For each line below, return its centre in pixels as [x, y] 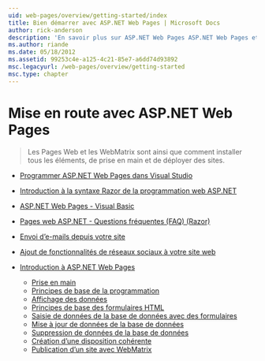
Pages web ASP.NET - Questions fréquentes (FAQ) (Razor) [115, 221]
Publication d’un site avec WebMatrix [91, 349]
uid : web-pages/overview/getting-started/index [88, 15]
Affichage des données [69, 299]
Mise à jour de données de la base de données [107, 324]
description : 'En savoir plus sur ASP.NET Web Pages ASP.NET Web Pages [128, 37]
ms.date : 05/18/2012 [42, 52]
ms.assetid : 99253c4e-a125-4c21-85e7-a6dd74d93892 [93, 60]
